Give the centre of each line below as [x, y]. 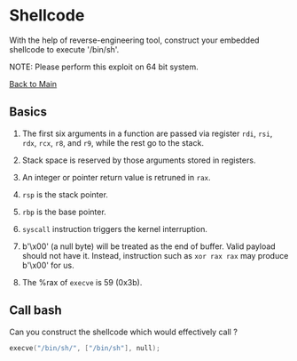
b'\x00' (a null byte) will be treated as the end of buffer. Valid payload [149, 246]
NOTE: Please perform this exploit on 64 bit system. [104, 67]
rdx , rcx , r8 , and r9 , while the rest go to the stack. [113, 142]
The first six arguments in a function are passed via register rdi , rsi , [147, 133]
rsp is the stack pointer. [65, 194]
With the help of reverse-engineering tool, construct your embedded [134, 40]
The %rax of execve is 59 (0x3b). [82, 282]
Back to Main [33, 84]
